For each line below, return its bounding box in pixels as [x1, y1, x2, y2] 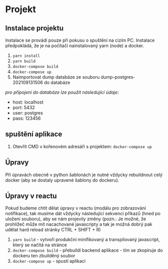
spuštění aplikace [5, 130, 62, 139]
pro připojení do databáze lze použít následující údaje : [5, 89, 119, 95]
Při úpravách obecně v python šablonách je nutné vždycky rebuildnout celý [5, 172, 163, 178]
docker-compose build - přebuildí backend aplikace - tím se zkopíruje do [12, 247, 163, 253]
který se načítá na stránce [12, 242, 67, 248]
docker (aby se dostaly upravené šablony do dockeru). [5, 177, 119, 183]
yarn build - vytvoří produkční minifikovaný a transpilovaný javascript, [12, 237, 160, 243]
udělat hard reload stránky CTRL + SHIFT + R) [5, 227, 101, 233]
